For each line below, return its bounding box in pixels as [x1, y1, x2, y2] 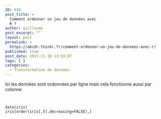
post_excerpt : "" [5, 30, 41, 35]
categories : [5, 63, 30, 68]
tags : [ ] [5, 58, 26, 63]
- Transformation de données [9, 68, 70, 73]
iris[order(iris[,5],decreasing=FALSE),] [5, 109, 92, 114]
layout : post [5, 35, 32, 40]
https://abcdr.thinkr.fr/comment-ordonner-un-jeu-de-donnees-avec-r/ [9, 44, 156, 49]
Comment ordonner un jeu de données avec [9, 16, 97, 21]
